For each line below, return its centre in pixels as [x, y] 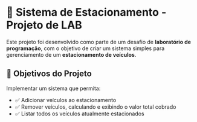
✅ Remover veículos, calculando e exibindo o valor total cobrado [95, 107]
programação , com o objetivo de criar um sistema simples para [86, 48]
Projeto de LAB [44, 25]
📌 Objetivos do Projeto [49, 74]
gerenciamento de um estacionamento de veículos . [71, 54]
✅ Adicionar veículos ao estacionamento [66, 100]
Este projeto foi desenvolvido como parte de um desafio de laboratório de [99, 42]
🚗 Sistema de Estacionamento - [86, 12]
